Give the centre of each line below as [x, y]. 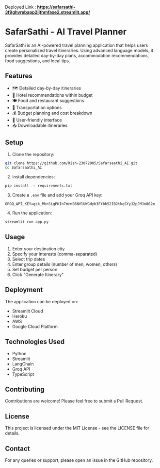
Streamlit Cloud [27, 311]
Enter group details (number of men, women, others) [64, 264]
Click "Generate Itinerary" [38, 275]
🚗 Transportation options [37, 107]
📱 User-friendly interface [37, 120]
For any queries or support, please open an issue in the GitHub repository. [79, 460]
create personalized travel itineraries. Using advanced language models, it [79, 50]
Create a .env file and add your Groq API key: [57, 195]
